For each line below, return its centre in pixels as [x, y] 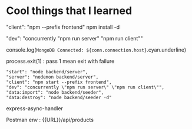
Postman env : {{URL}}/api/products [50, 120]
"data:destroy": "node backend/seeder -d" [59, 97]
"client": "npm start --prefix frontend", [59, 82]
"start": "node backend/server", [47, 72]
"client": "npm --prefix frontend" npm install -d [63, 27]
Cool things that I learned [69, 11]
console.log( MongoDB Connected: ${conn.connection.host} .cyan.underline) [96, 50]
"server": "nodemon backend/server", [52, 77]
